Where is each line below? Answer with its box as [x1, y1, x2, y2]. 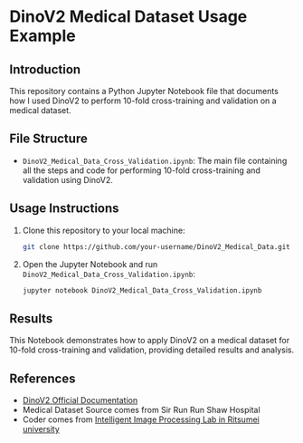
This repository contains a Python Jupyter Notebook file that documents [9, 86, 279, 96]
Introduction [9, 62, 81, 77]
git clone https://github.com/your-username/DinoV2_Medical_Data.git [22, 242, 291, 251]
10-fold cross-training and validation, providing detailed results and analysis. [9, 344, 295, 355]
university [22, 424, 61, 434]
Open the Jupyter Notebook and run [22, 258, 158, 269]
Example [9, 25, 76, 46]
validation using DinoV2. [22, 174, 113, 185]
